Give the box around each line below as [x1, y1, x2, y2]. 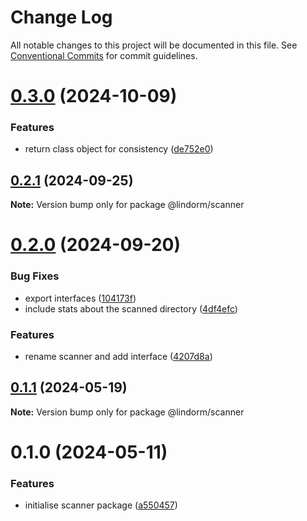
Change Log [10, 6, 113, 29]
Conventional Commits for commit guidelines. [10, 49, 198, 61]
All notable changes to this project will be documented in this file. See [10, 39, 298, 51]
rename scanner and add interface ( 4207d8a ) [24, 351, 213, 363]
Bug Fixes [10, 269, 60, 283]
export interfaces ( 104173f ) [24, 292, 137, 304]
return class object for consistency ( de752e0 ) [24, 143, 214, 155]
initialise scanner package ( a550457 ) [24, 499, 178, 511]
